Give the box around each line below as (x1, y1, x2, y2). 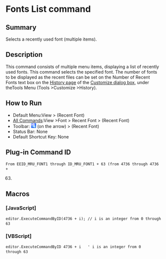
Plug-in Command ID (5, 148, 71, 157)
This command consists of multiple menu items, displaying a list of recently (5, 63, 159, 70)
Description (5, 50, 43, 59)
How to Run (5, 99, 42, 107)
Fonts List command (5, 3, 91, 15)
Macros (5, 189, 30, 198)
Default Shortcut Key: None (12, 133, 69, 139)
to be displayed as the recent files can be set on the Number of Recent (5, 74, 150, 80)
